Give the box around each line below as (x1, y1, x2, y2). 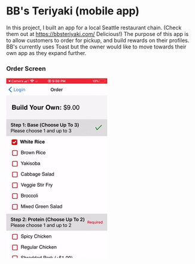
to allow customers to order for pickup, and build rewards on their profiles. (6, 37, 190, 44)
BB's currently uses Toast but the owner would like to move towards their (6, 43, 187, 50)
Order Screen (6, 64, 46, 72)
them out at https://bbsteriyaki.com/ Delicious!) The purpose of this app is (6, 30, 189, 37)
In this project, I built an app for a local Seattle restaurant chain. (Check (6, 24, 182, 31)
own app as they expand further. (6, 49, 87, 56)
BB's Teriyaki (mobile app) (6, 4, 139, 18)
